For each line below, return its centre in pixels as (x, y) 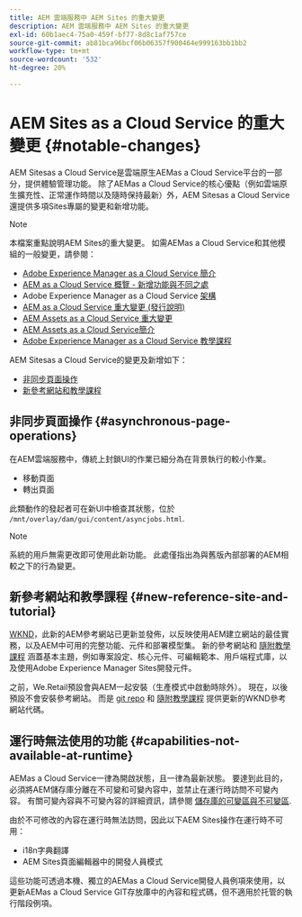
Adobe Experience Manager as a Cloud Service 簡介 (119, 273)
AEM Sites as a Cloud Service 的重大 (147, 123)
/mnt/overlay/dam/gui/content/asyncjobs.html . (97, 518)
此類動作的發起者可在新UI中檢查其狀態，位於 (92, 508)
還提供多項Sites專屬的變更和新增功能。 (82, 206)
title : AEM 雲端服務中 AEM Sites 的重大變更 (87, 18)
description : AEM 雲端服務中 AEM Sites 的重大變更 (99, 26)
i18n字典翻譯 (45, 850)
